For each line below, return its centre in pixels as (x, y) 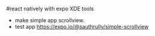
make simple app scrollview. (50, 20)
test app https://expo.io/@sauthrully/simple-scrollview (82, 27)
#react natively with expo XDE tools (50, 9)
